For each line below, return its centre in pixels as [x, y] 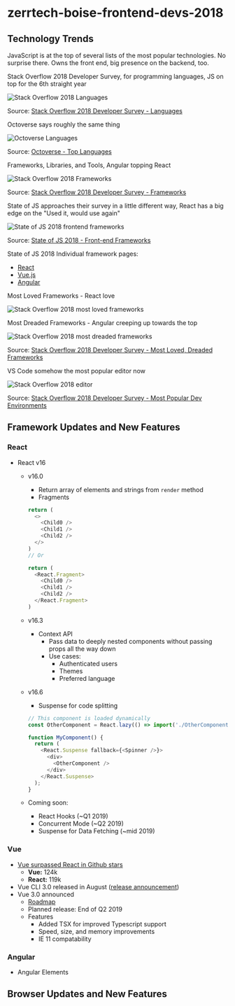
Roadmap [42, 901]
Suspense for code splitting [78, 705]
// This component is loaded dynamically [89, 718]
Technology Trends [51, 39]
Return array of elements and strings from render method [121, 489]
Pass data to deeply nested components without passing [130, 641]
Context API [56, 633]
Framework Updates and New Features [94, 427]
